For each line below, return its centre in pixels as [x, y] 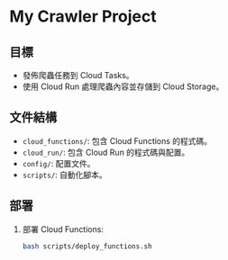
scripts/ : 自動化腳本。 [65, 175]
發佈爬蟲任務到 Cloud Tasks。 [78, 75]
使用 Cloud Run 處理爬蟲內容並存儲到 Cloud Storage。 [123, 86]
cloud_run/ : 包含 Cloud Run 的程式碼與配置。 [106, 152]
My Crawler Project [83, 17]
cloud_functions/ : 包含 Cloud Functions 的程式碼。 [117, 140]
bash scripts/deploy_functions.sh [87, 246]
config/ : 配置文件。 [59, 163]
